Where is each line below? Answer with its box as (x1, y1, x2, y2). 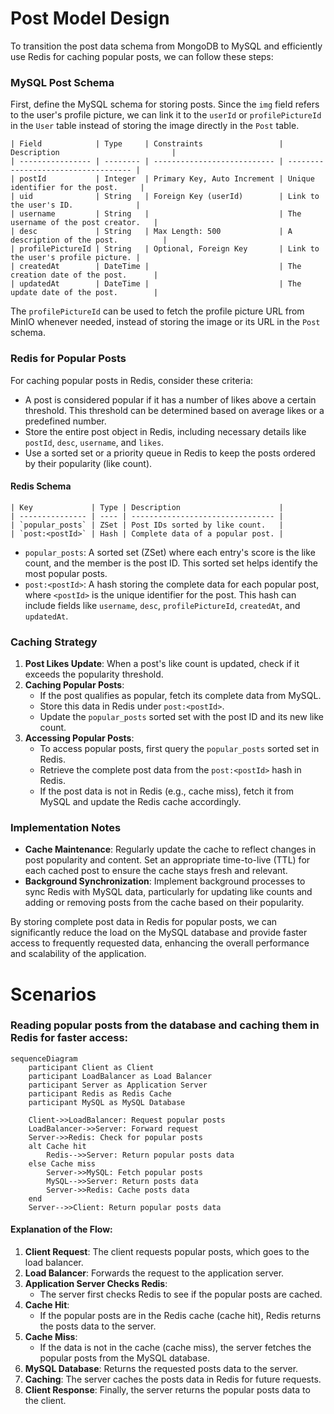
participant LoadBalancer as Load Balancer (28, 1071, 213, 1081)
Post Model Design (10, 7, 170, 30)
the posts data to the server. (39, 1320, 157, 1332)
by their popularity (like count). (24, 457, 153, 469)
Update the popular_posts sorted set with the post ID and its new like (39, 711, 324, 723)
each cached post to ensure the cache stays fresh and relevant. (24, 865, 288, 877)
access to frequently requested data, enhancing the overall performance (10, 937, 310, 949)
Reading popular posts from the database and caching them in (10, 1018, 320, 1032)
